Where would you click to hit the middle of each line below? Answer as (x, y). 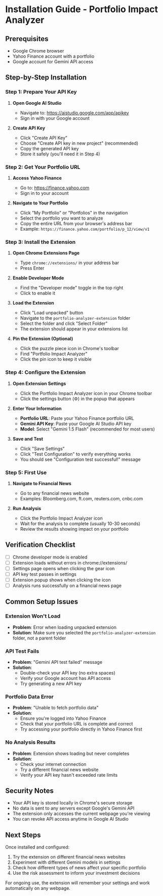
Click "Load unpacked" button (52, 313)
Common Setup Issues (42, 602)
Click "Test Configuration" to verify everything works (75, 454)
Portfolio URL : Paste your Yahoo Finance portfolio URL (77, 418)
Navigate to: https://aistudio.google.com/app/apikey (74, 113)
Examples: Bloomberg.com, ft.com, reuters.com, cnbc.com (81, 498)
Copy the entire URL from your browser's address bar (76, 223)
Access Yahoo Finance (37, 178)
